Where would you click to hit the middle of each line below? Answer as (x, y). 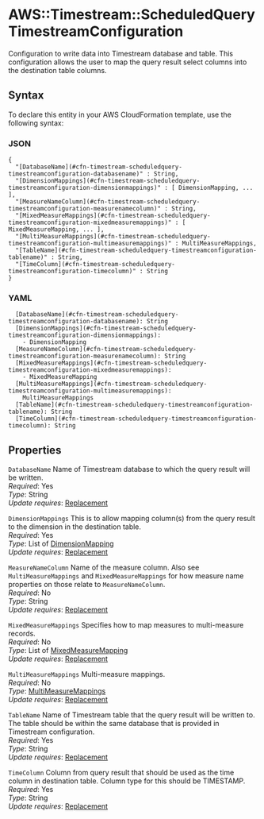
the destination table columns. (57, 70)
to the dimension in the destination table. (75, 527)
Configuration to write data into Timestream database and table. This (121, 53)
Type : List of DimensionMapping (61, 544)
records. (22, 634)
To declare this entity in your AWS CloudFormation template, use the (120, 114)
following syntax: (36, 123)
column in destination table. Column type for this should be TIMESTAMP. (127, 781)
